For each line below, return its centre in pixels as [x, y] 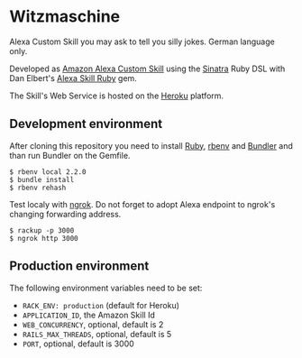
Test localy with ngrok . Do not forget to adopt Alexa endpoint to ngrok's [142, 204]
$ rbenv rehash [38, 188]
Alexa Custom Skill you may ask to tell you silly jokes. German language [142, 41]
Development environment [86, 124]
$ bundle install [42, 179]
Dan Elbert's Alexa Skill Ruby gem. [73, 78]
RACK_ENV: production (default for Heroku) [101, 305]
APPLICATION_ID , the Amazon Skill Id [88, 315]
